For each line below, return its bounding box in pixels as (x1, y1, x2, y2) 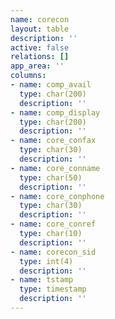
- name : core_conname (10, 163, 101, 173)
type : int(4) (19, 256, 74, 266)
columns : (10, 71, 47, 81)
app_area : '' (10, 61, 65, 71)
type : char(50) (19, 172, 83, 183)
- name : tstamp (10, 275, 74, 285)
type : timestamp (19, 284, 87, 295)
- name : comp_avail (10, 80, 92, 90)
